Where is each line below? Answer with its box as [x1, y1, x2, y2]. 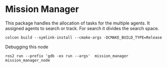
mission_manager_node [5, 57, 50, 63]
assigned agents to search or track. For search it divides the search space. [5, 25, 159, 31]
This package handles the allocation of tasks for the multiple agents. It [5, 20, 150, 26]
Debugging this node [5, 43, 48, 49]
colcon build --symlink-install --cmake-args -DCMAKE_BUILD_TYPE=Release [5, 35, 162, 40]
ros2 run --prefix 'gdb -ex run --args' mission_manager [5, 53, 128, 58]
